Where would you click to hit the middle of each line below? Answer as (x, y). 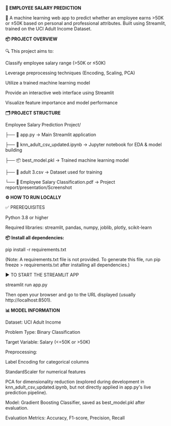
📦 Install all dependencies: (35, 238)
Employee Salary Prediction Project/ (43, 125)
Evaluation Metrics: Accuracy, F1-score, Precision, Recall (65, 418)
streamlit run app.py (26, 285)
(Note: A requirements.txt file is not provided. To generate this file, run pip (83, 259)
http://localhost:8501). (29, 300)
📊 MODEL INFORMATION (33, 310)
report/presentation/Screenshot (39, 187)
